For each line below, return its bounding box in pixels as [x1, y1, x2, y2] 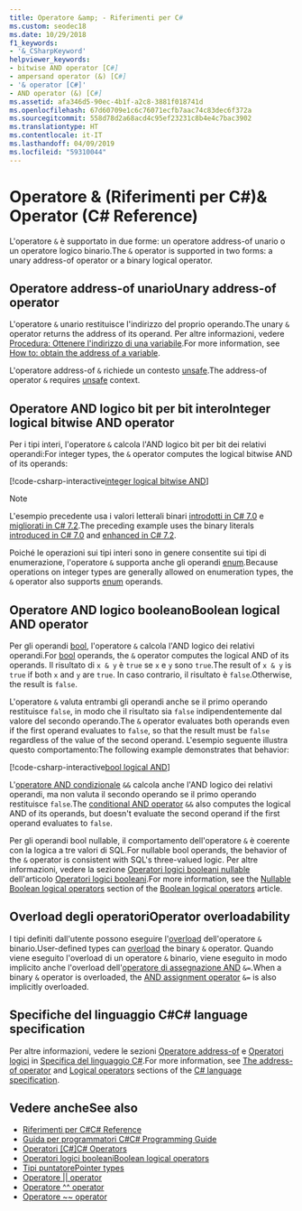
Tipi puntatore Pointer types [22, 1162, 124, 1174]
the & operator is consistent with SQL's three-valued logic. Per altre [9, 854, 259, 865]
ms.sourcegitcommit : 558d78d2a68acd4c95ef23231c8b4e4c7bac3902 [9, 114, 252, 123]
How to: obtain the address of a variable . [9, 348, 160, 359]
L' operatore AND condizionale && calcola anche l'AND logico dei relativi [9, 779, 273, 790]
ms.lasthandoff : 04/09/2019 [9, 139, 115, 148]
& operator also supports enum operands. [9, 576, 164, 587]
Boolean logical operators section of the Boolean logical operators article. [9, 883, 283, 894]
